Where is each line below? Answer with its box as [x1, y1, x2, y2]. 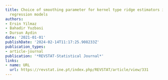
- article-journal [5, 49, 43, 54]
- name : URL [5, 63, 30, 68]
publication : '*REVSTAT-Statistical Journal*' [5, 53, 104, 59]
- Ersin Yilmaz [5, 21, 37, 26]
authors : [5, 16, 23, 21]
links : [5, 58, 19, 63]
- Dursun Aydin [5, 30, 37, 35]
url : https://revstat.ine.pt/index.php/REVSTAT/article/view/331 [9, 68, 149, 73]
